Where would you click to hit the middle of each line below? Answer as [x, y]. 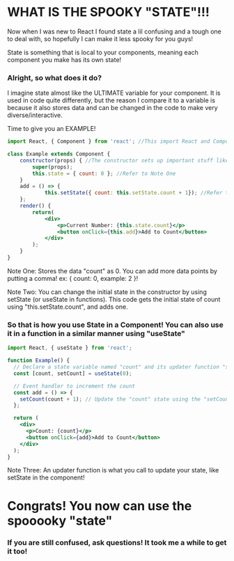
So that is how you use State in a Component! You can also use [116, 325]
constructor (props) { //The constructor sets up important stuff [117, 160]
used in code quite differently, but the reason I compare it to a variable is [111, 100]
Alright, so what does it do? [55, 77]
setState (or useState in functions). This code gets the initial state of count [114, 299]
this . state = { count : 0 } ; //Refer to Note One [104, 174]
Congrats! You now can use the [100, 506]
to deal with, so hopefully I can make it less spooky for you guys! [100, 38]
